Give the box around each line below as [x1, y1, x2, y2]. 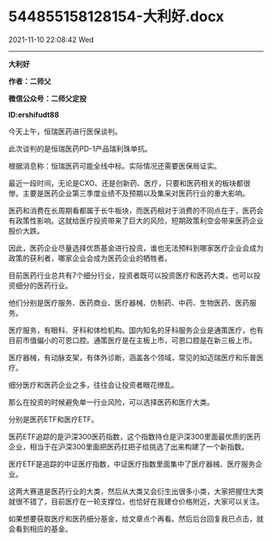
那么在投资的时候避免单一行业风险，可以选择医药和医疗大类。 [8, 397, 215, 406]
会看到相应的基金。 [8, 524, 73, 534]
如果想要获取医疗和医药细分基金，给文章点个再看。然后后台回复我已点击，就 [8, 513, 264, 523]
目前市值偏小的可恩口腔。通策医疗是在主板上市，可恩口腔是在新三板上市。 [8, 335, 257, 345]
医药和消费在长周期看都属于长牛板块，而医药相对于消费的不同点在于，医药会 [8, 205, 264, 215]
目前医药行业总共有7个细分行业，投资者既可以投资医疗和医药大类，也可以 [8, 270, 253, 280]
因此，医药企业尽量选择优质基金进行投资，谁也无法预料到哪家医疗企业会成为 [8, 243, 264, 252]
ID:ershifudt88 [8, 109, 59, 119]
